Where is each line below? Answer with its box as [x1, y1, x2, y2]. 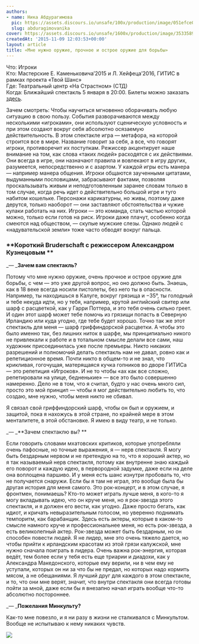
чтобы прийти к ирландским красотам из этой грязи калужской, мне [6, 540, 181, 548]
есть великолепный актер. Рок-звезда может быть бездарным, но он [6, 528, 182, 535]
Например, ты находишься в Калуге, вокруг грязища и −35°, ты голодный [6, 292, 193, 299]
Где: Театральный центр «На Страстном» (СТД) [6, 82, 128, 89]
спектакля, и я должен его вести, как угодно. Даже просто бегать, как [6, 503, 185, 510]
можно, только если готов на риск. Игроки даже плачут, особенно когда [6, 213, 191, 220]
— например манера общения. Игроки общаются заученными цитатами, [6, 169, 191, 177]
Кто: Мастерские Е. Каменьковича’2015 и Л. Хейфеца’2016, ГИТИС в [6, 69, 179, 77]
